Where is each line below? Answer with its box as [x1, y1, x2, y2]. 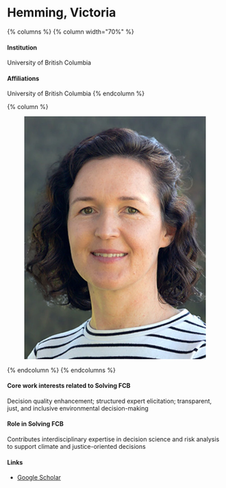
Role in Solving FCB [7, 420, 64, 428]
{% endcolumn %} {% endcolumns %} [7, 366, 116, 374]
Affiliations [7, 74, 40, 82]
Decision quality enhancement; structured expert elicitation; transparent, [7, 397, 212, 405]
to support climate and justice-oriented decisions [7, 443, 146, 451]
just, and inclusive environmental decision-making [7, 404, 149, 413]
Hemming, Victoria [7, 5, 116, 21]
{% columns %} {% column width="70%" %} [7, 27, 135, 36]
